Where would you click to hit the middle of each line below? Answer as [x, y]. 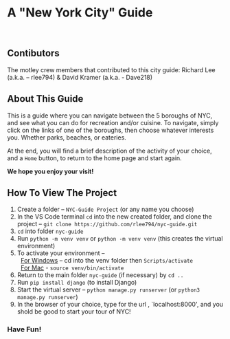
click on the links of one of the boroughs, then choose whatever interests [111, 130]
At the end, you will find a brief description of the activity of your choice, [110, 151]
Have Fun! [24, 329]
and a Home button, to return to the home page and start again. [94, 158]
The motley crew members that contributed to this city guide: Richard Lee [112, 69]
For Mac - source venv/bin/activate [72, 268]
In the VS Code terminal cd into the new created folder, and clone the [114, 217]
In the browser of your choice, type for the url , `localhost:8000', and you [120, 305]
